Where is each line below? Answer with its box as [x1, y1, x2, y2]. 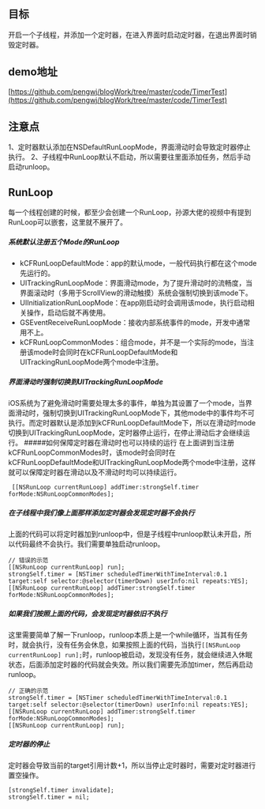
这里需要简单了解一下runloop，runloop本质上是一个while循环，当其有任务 [8, 630, 248, 640]
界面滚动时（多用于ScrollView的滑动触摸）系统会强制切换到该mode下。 [19, 288, 252, 298]
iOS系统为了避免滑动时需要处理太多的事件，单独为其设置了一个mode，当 [8, 399, 246, 408]
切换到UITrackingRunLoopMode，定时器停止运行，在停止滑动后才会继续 [8, 428, 244, 437]
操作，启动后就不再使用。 [26, 308, 110, 318]
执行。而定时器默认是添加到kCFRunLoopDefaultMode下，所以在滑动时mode [8, 418, 256, 428]
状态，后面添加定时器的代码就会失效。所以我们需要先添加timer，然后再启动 [8, 660, 253, 670]
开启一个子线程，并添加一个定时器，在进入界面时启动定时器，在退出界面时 [8, 30, 250, 40]
